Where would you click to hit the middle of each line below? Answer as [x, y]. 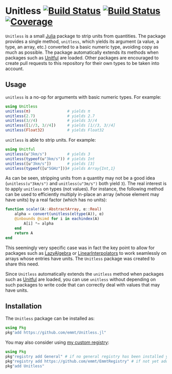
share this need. [22, 264]
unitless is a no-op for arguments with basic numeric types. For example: [83, 97]
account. [15, 69]
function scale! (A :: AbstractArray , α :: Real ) [53, 209]
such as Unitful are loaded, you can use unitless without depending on [81, 279]
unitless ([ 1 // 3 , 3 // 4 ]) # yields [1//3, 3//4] [60, 125]
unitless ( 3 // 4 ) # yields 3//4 [51, 121]
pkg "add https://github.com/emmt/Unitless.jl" [56, 333]
